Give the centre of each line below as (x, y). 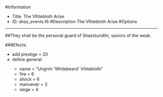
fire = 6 (27, 74)
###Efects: (16, 45)
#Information (18, 7)
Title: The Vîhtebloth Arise (38, 16)
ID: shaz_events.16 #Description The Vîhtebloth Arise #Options (74, 22)
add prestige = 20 (30, 54)
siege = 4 (29, 89)
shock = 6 (29, 79)
